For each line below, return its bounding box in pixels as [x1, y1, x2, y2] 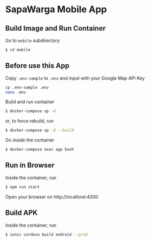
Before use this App [5, 61, 70, 70]
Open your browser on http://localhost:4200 [5, 193, 98, 200]
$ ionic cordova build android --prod [5, 232, 88, 237]
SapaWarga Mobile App [5, 4, 107, 15]
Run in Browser [5, 161, 55, 170]
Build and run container [5, 99, 55, 105]
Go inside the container [5, 137, 55, 143]
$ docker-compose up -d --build [5, 128, 74, 133]
